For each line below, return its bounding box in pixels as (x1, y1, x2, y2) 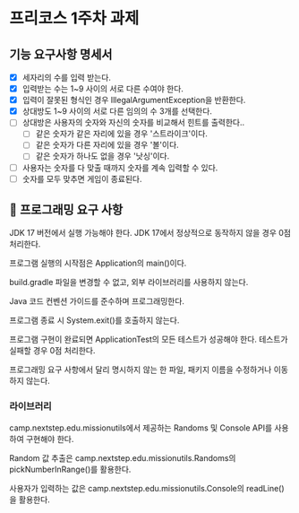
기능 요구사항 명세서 (9, 47, 113, 62)
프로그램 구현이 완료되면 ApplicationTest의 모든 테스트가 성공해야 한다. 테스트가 (9, 334, 288, 345)
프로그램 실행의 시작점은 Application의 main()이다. (9, 257, 187, 269)
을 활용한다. (9, 494, 51, 505)
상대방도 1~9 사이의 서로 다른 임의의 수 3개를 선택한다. (21, 106, 213, 117)
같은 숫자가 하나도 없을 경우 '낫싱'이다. (35, 151, 170, 161)
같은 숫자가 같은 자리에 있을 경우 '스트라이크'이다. (35, 128, 209, 139)
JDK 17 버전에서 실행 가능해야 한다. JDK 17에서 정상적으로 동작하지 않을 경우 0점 (9, 228, 291, 239)
